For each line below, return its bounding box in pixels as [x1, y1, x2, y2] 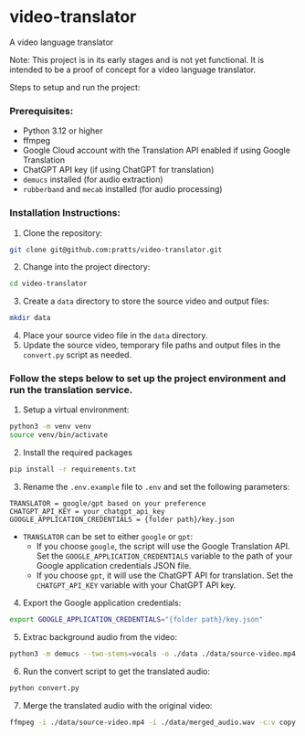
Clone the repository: [22, 227, 103, 239]
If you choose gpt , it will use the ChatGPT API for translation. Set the [36, 570, 294, 581]
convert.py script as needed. [22, 349, 132, 360]
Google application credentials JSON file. [36, 560, 192, 571]
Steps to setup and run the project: [9, 81, 141, 92]
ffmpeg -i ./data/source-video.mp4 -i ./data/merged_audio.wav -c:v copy [9, 718, 297, 727]
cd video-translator [9, 279, 89, 289]
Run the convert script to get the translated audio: [22, 666, 211, 677]
